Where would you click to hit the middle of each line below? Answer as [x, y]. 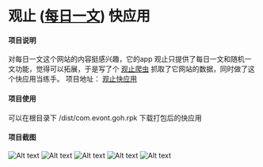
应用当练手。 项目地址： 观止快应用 [79, 79]
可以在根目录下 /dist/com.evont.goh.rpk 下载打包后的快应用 [105, 118]
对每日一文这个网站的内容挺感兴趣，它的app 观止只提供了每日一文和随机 [126, 59]
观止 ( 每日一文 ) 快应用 [79, 16]
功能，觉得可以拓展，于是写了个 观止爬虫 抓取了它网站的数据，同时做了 [131, 69]
